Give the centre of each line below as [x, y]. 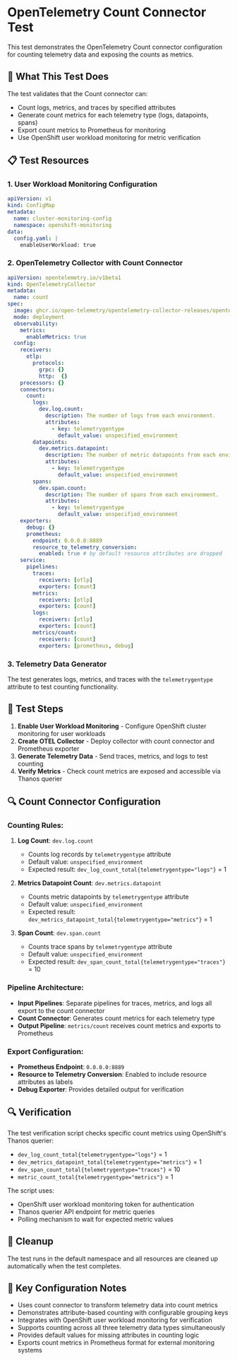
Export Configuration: [45, 1051]
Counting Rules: [36, 826]
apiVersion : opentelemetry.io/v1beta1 [64, 278]
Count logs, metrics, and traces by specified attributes [97, 107]
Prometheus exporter [48, 748]
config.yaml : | [36, 238]
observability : [36, 323]
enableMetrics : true [56, 337]
